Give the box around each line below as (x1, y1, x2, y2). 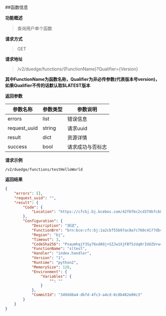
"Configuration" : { (23, 219, 63, 224)
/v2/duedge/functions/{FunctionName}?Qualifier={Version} (17, 66, 138, 72)
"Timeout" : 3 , (31, 237, 61, 242)
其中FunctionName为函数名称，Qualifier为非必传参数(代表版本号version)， (5, 76, 160, 82)
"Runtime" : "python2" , (31, 260, 79, 265)
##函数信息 (5, 4, 28, 10)
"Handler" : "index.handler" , (31, 251, 92, 256)
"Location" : (31, 209, 56, 214)
